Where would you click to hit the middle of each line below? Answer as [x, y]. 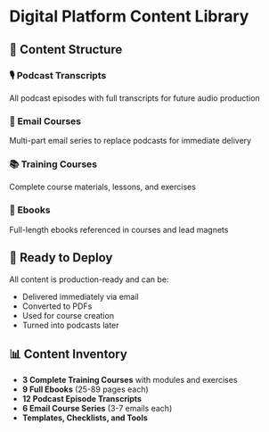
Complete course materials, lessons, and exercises [102, 187]
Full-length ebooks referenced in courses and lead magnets [119, 229]
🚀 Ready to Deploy [61, 258]
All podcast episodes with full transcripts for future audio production [134, 98]
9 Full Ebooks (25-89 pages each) [85, 389]
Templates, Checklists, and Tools [85, 418]
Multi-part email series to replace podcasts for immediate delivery [130, 141]
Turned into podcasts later [70, 325]
